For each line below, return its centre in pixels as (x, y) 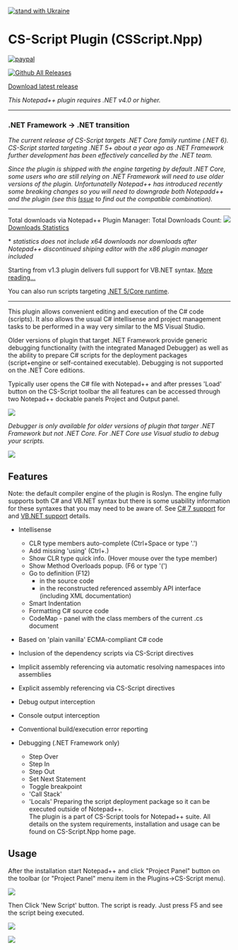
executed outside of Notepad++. (76, 809)
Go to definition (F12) (59, 574)
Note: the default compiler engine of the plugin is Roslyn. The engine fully (115, 494)
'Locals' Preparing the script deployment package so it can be (119, 802)
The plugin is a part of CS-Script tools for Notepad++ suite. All (120, 817)
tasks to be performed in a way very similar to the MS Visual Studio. (107, 327)
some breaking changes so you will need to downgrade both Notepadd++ (116, 191)
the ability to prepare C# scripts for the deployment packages (98, 355)
